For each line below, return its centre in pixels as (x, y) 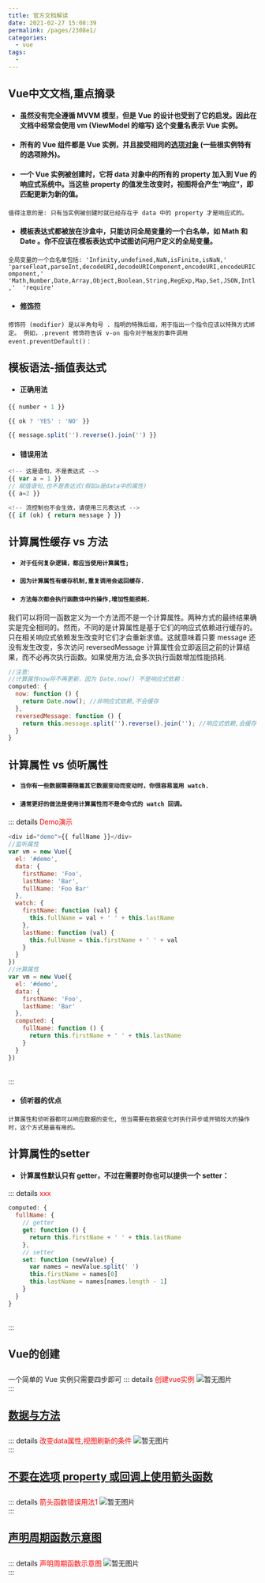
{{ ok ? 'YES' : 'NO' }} (49, 421)
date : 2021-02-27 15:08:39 (52, 23)
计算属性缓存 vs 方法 (58, 542)
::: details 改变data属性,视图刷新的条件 (70, 1441)
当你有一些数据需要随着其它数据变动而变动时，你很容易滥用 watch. (114, 786)
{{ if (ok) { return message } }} (65, 515)
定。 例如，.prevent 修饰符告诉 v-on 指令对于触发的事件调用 (98, 333)
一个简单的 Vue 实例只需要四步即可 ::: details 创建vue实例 (101, 1380)
